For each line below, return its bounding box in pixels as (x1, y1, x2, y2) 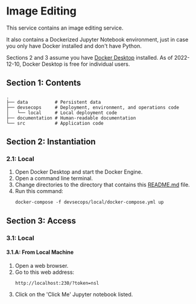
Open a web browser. (14, 262, 69, 269)
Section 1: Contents (6, 78, 81, 88)
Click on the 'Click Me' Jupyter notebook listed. (14, 291, 133, 298)
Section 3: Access (6, 215, 77, 226)
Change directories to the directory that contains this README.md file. (14, 181, 190, 188)
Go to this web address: (14, 268, 74, 276)
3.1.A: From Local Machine (6, 249, 74, 256)
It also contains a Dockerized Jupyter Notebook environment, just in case (6, 36, 189, 43)
